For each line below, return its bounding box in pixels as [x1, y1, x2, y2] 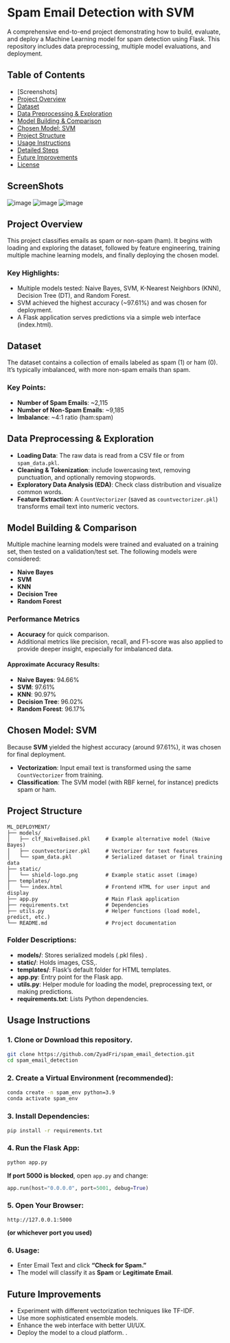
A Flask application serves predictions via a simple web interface [16, 313, 201, 321]
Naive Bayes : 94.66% [16, 675, 80, 684]
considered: [7, 554, 41, 563]
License [16, 160, 40, 169]
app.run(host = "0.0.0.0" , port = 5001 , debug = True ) [7, 1184, 149, 1191]
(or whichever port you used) [7, 1228, 93, 1237]
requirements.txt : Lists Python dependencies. [16, 994, 149, 1003]
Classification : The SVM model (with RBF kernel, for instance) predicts [16, 778, 218, 786]
